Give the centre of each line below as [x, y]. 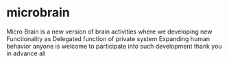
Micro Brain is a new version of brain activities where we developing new [109, 32]
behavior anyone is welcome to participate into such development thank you [114, 46]
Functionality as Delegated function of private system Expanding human [108, 38]
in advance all [26, 53]
